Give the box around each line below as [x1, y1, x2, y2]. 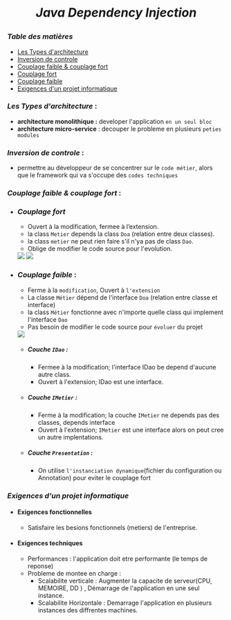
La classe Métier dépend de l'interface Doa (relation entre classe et [27, 293, 218, 302]
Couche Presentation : [27, 448, 93, 457]
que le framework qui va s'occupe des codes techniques [17, 171, 178, 179]
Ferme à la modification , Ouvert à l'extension [27, 286, 160, 294]
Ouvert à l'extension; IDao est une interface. [37, 377, 164, 385]
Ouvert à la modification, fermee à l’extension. [27, 223, 159, 231]
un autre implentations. [37, 432, 104, 441]
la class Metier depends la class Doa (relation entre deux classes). [27, 230, 215, 238]
